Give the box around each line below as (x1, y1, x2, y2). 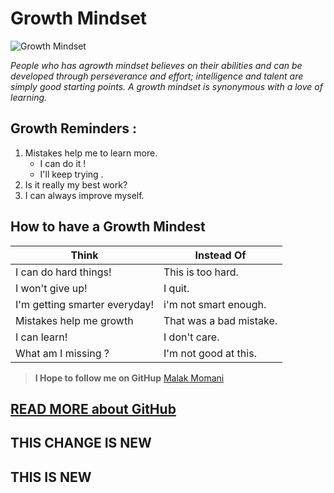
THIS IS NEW (10, 468, 92, 486)
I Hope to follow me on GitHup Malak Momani (34, 372, 225, 384)
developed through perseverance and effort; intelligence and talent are (10, 70, 304, 82)
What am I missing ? (15, 346, 110, 360)
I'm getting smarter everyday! (15, 297, 155, 311)
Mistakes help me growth (15, 313, 134, 327)
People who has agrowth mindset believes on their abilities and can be (10, 59, 303, 71)
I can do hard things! (15, 265, 112, 279)
